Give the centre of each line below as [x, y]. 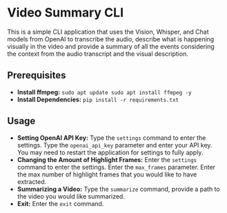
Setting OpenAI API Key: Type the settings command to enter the [111, 138]
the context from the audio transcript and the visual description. [98, 54]
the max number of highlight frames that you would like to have [107, 174]
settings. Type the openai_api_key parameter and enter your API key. [115, 145]
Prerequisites [37, 75]
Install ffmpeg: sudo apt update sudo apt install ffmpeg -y [104, 92]
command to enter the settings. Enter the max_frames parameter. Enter [116, 167]
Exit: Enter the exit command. [60, 203]
